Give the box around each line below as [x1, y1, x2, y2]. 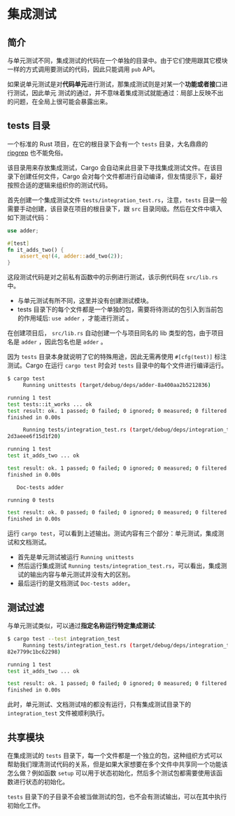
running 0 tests [7, 496, 55, 504]
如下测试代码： [7, 213, 50, 221]
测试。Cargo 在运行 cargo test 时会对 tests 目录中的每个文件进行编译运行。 [7, 361, 228, 370]
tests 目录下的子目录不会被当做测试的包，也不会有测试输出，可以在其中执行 [7, 792, 227, 801]
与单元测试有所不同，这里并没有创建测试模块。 [17, 297, 152, 305]
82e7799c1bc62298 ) [7, 648, 61, 655]
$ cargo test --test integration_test [7, 635, 120, 642]
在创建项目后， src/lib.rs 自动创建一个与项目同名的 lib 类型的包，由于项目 [7, 329, 224, 337]
